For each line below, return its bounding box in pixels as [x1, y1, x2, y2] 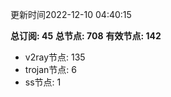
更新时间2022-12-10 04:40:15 [10, 9, 132, 20]
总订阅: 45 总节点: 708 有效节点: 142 [10, 30, 162, 42]
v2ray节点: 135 [24, 51, 86, 63]
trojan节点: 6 [24, 64, 77, 75]
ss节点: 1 [24, 76, 62, 88]
